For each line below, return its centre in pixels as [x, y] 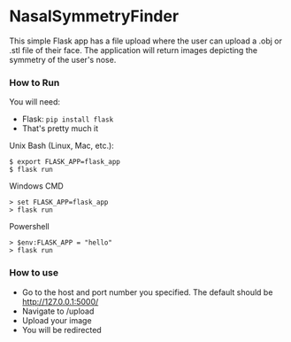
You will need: [34, 102]
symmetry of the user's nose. [63, 59]
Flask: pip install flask [68, 119]
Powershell [30, 227]
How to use [34, 273]
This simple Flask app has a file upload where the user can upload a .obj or [146, 41]
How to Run [34, 82]
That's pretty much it [60, 128]
